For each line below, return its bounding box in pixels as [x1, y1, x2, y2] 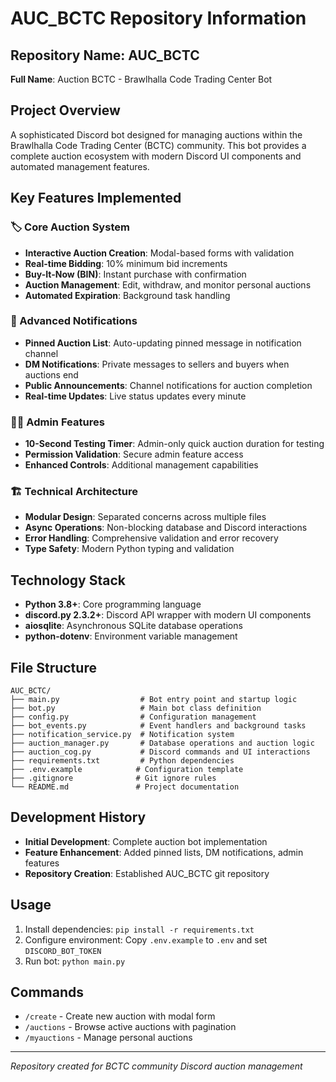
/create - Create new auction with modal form [24, 1010, 216, 1022]
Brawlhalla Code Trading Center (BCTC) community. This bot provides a [10, 139, 307, 151]
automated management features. [10, 160, 150, 172]
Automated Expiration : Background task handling [24, 289, 231, 301]
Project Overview [10, 102, 121, 119]
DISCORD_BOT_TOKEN [24, 946, 102, 956]
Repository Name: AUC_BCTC [10, 47, 200, 64]
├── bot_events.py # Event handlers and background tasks [10, 721, 307, 731]
